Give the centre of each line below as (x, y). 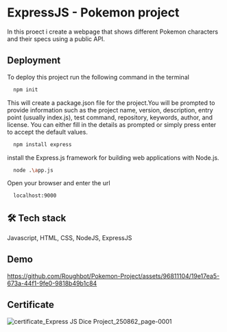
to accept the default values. (47, 132)
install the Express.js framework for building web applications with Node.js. (113, 157)
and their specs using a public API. (56, 38)
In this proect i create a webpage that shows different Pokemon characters (112, 32)
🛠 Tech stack (37, 218)
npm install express (43, 144)
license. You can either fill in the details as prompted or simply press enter (112, 124)
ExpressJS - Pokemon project (93, 13)
